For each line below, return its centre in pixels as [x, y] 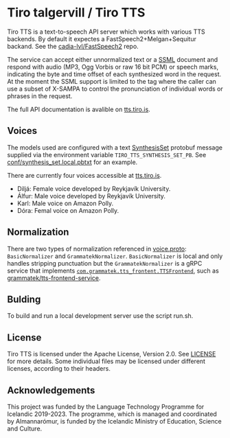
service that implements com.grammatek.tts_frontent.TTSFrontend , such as [113, 270]
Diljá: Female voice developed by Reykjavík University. [94, 188]
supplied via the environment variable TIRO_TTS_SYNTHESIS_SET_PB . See [107, 154]
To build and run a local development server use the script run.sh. [100, 316]
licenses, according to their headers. [59, 369]
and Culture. [25, 428]
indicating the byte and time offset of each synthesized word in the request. [114, 74]
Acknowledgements [51, 390]
